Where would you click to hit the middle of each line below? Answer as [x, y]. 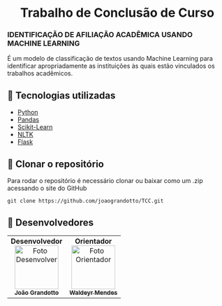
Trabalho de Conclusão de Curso [117, 13]
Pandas [28, 119]
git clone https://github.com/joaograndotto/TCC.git [86, 201]
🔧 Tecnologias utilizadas [61, 95]
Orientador [93, 241]
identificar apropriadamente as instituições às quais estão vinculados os [111, 66]
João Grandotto [37, 292]
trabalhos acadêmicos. [40, 73]
